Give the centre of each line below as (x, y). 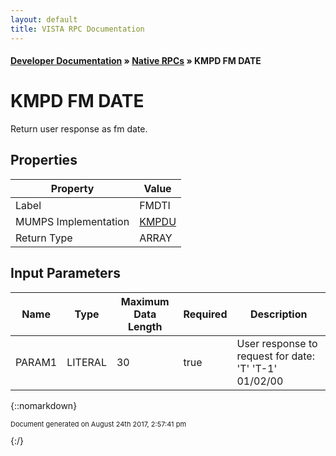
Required (205, 314)
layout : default (44, 19)
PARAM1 (36, 362)
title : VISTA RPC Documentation (77, 29)
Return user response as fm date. (79, 129)
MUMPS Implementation (72, 221)
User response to (277, 343)
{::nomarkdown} (44, 405)
